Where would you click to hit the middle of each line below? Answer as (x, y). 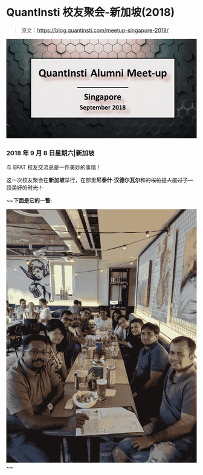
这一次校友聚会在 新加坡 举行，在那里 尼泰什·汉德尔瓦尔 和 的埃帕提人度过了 (97, 180)
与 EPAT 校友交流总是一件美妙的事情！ (54, 167)
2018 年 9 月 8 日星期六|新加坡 (50, 153)
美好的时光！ (27, 188)
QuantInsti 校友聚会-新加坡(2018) (91, 12)
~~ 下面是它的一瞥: (29, 200)
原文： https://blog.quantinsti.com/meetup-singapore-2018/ (95, 30)
